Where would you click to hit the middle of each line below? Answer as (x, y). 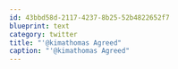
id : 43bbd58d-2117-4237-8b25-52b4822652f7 (89, 17)
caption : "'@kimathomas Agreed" (69, 51)
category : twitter (43, 34)
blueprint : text (39, 26)
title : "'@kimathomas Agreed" (66, 43)
